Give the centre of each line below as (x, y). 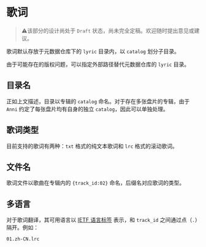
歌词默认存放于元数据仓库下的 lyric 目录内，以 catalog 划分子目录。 (93, 51)
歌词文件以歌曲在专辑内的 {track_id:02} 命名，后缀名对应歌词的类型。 (96, 183)
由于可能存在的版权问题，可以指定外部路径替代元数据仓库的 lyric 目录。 (98, 64)
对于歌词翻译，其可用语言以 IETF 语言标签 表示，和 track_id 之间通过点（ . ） (102, 220)
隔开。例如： (22, 227)
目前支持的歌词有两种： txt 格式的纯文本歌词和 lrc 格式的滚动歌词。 (92, 146)
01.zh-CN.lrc (23, 239)
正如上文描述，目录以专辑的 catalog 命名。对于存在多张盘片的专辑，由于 (98, 101)
